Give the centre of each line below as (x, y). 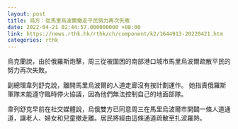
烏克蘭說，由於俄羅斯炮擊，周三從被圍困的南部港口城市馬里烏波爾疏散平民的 (119, 62)
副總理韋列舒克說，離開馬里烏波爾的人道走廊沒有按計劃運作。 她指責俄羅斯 (117, 85)
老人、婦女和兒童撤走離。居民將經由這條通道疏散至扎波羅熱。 (116, 118)
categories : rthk (33, 40)
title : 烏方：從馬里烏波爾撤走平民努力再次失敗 (69, 21)
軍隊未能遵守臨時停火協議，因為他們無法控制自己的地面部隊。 (97, 94)
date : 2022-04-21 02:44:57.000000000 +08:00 (74, 27)
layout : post (27, 14)
